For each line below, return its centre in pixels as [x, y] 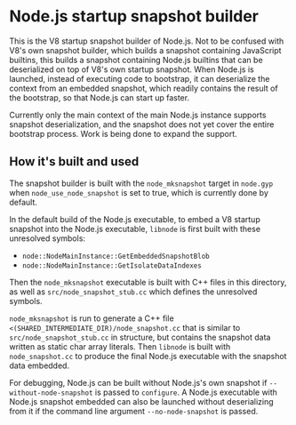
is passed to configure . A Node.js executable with [186, 392]
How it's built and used [74, 162]
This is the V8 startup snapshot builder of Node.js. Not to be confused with [147, 41]
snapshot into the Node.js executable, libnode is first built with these [135, 229]
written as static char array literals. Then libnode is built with [120, 346]
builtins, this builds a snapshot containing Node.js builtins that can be [136, 60]
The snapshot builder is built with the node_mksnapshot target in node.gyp [141, 183]
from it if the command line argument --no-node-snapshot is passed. [134, 411]
